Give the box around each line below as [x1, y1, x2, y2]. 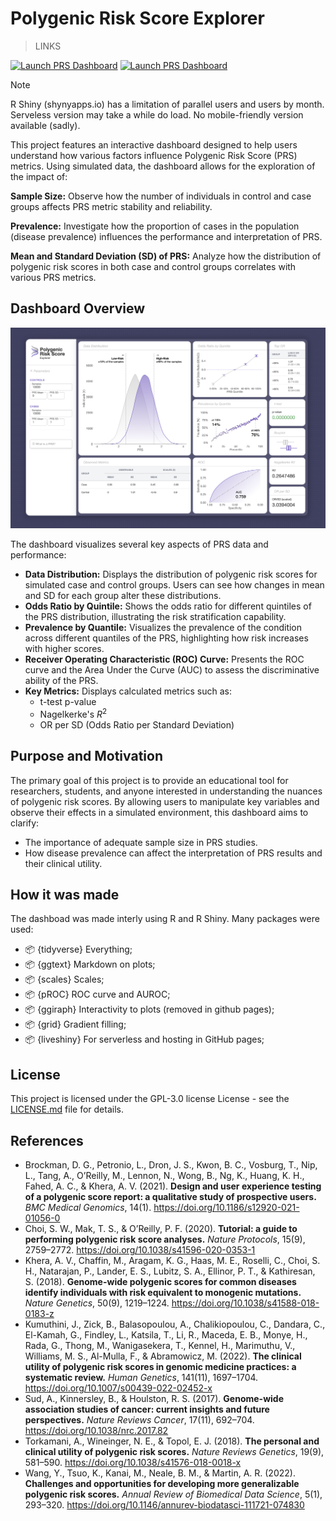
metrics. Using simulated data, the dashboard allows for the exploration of [10, 160, 316, 172]
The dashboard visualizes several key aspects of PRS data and [10, 538, 269, 551]
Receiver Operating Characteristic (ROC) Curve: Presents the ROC [24, 653, 305, 666]
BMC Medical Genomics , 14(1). [24, 1202, 152, 1214]
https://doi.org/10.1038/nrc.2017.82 [24, 1425, 169, 1437]
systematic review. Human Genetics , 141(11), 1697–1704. [24, 1372, 259, 1384]
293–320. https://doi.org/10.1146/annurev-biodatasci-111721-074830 [24, 1499, 305, 1511]
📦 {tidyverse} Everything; [24, 943, 133, 956]
